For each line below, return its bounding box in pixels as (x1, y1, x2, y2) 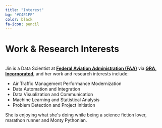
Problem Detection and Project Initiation (12, 102, 95, 108)
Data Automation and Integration (12, 86, 81, 92)
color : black (5, 17, 33, 22)
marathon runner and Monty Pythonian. (5, 117, 87, 123)
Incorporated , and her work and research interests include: (5, 71, 129, 77)
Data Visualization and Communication (12, 92, 93, 98)
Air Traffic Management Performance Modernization (12, 80, 122, 87)
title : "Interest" (5, 7, 44, 13)
